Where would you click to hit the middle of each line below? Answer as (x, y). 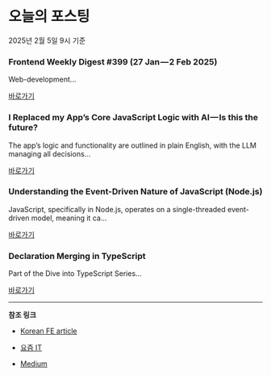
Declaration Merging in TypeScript (77, 256)
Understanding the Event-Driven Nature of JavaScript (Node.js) (135, 192)
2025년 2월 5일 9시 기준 (47, 40)
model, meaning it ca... (69, 218)
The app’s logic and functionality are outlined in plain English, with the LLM (132, 145)
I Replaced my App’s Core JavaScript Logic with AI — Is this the (133, 118)
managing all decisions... (50, 153)
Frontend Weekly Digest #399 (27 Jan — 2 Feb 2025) (113, 61)
